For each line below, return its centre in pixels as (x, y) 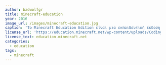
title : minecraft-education (34, 14)
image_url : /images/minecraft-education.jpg (52, 23)
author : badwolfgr (24, 10)
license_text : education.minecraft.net (46, 37)
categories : (17, 42)
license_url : (19, 32)
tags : (11, 50)
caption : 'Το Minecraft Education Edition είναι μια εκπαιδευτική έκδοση (83, 28)
